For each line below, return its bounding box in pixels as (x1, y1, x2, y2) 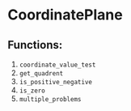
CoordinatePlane (7, 6, 123, 24)
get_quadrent (19, 70, 64, 78)
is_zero (19, 87, 45, 95)
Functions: (7, 38, 63, 52)
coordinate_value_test (19, 61, 96, 69)
